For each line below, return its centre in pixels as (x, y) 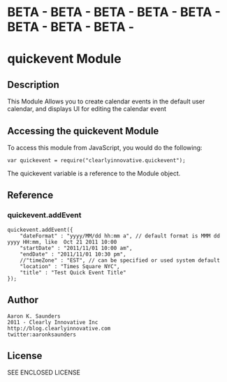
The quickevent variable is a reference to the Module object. (94, 173)
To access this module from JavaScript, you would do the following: (105, 148)
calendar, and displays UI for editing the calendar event (87, 109)
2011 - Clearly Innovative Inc (53, 322)
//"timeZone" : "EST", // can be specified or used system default (120, 260)
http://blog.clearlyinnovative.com (59, 328)
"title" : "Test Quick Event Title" (73, 272)
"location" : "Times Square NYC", (70, 266)
